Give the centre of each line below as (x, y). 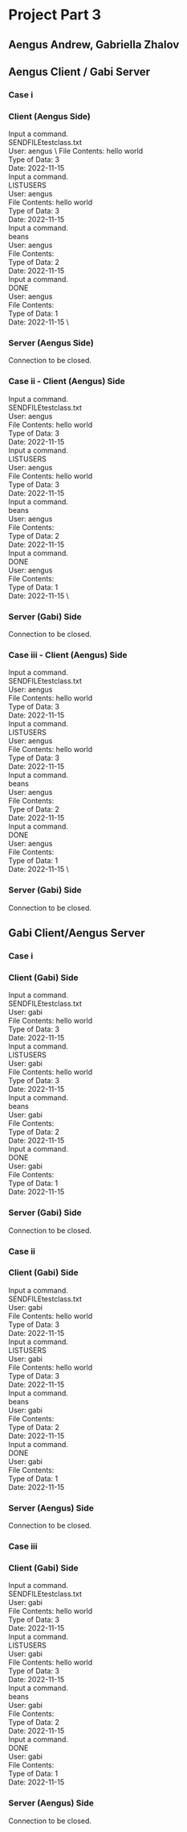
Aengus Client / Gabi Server (79, 71)
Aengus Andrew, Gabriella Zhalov (94, 45)
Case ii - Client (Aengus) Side (67, 382)
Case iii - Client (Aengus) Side (68, 655)
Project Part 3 (55, 15)
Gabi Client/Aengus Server (77, 933)
